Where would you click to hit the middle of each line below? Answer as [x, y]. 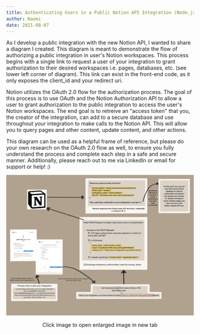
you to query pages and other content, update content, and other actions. [96, 130]
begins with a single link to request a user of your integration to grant [91, 62]
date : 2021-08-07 [28, 25]
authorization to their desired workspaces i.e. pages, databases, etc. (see [96, 68]
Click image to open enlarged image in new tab [100, 324]
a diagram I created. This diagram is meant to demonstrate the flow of [92, 49]
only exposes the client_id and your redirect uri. [65, 81]
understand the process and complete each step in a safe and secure [91, 154]
